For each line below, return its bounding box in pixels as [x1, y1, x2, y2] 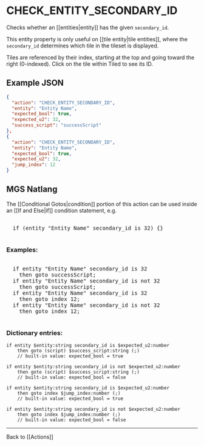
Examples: [6, 245, 38, 254]
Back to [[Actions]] [6, 433, 53, 441]
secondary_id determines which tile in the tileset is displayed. [6, 42, 159, 49]
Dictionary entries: [6, 329, 63, 337]
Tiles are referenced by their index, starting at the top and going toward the [6, 53, 195, 61]
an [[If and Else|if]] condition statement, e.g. [6, 207, 117, 214]
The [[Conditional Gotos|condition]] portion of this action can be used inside [6, 200, 197, 207]
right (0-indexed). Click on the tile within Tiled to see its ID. [6, 60, 154, 67]
